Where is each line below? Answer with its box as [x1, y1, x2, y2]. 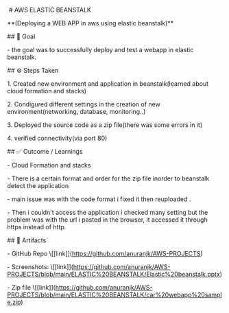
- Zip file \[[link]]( [7, 283, 56, 291]
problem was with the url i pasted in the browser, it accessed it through [7, 216, 208, 224]
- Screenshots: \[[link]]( [7, 263, 74, 270]
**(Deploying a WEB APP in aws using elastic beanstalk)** [7, 19, 174, 27]
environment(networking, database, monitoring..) [7, 108, 146, 115]
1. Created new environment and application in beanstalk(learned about [7, 80, 209, 88]
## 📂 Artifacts [7, 236, 47, 244]
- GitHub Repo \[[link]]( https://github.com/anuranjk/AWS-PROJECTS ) [7, 250, 204, 257]
